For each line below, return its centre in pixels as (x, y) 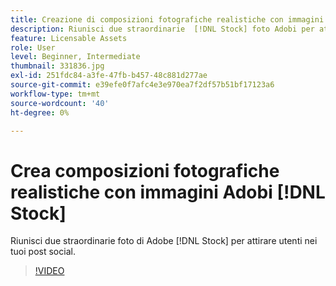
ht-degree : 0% (40, 112)
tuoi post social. (43, 252)
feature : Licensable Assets (69, 38)
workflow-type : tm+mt (55, 94)
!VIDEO (49, 271)
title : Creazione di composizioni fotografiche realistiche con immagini (167, 19)
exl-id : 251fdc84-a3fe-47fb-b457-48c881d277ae (109, 76)
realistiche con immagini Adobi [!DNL (168, 192)
